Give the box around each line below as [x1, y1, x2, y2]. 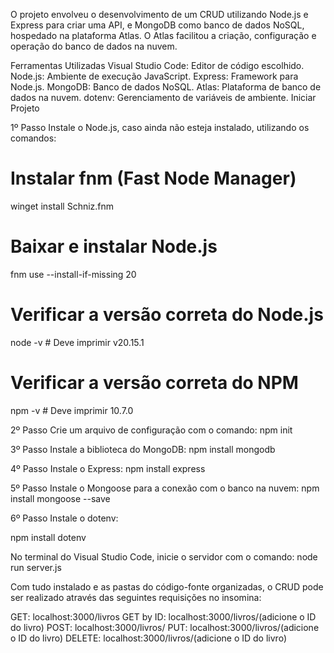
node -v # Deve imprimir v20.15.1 [10, 336, 145, 348]
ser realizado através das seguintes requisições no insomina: [10, 591, 262, 603]
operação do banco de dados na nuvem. [10, 40, 178, 52]
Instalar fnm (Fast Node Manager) [10, 167, 297, 190]
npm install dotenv [10, 531, 87, 543]
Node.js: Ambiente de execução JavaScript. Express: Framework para [10, 70, 299, 82]
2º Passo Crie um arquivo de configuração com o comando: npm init [10, 424, 293, 436]
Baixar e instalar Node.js [10, 235, 218, 258]
